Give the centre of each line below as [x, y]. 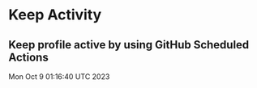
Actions [28, 57]
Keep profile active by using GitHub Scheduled [129, 45]
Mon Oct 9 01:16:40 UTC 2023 [59, 77]
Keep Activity [55, 15]
